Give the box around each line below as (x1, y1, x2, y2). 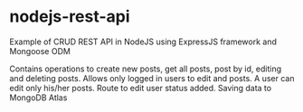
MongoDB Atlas (9, 92, 68, 103)
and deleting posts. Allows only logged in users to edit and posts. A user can (9, 72, 295, 83)
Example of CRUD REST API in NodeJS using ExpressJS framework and (9, 36, 278, 47)
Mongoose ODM (9, 45, 71, 56)
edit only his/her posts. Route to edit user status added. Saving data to (9, 82, 272, 93)
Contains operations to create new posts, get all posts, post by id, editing (9, 63, 282, 74)
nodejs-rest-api (9, 6, 130, 27)
